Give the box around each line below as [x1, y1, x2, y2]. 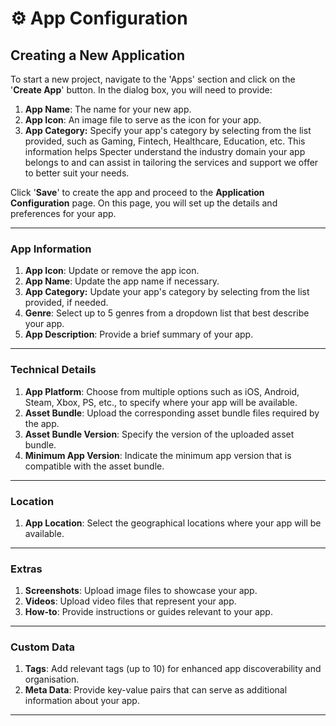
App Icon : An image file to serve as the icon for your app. [24, 114, 262, 126]
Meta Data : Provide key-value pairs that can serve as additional [24, 684, 288, 696]
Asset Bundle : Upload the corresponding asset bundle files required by [24, 407, 320, 419]
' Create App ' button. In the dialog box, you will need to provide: [10, 84, 273, 96]
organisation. [24, 673, 80, 686]
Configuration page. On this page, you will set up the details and [10, 197, 278, 209]
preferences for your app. [10, 208, 117, 219]
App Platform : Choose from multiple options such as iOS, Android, [24, 385, 300, 397]
